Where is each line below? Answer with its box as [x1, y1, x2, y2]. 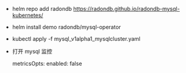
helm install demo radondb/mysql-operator [12, 24, 122, 30]
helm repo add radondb [12, 5, 72, 12]
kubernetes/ [12, 12, 44, 19]
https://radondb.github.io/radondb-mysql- [73, 5, 180, 12]
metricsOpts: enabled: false [12, 60, 82, 67]
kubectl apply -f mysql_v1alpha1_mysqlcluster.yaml [12, 35, 141, 42]
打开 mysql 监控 [12, 48, 52, 55]
